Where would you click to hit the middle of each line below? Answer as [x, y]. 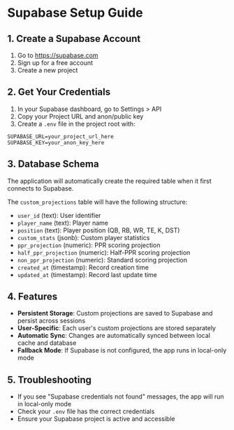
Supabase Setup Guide [75, 13]
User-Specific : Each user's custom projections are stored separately [117, 328]
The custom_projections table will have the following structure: [97, 202]
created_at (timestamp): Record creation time [83, 267]
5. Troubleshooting [50, 379]
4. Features [32, 297]
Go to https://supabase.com [58, 55]
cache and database [47, 343]
